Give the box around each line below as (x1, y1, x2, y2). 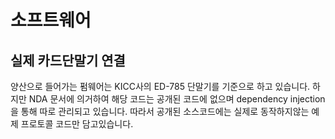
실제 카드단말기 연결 (10, 52, 126, 69)
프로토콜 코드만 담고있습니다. (20, 118, 134, 130)
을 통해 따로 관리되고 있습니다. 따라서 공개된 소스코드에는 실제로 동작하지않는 (10, 106, 310, 117)
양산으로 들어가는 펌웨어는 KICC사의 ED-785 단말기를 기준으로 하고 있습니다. (10, 81, 311, 92)
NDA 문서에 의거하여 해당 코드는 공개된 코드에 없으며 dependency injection (28, 93, 326, 105)
